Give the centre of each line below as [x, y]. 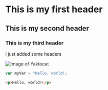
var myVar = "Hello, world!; [36, 73]
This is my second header [47, 28]
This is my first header [54, 9]
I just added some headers [33, 54]
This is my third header [35, 43]
